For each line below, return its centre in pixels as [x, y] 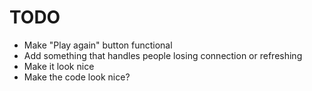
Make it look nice [59, 66]
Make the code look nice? [77, 77]
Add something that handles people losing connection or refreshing [163, 55]
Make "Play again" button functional [98, 45]
